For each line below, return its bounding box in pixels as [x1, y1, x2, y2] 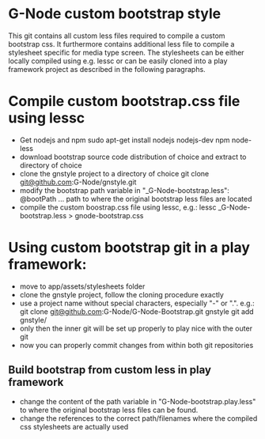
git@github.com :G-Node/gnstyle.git [19, 177, 137, 187]
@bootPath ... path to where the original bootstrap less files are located [19, 194, 252, 203]
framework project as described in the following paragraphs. [8, 64, 206, 74]
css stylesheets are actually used [19, 422, 129, 431]
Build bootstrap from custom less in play [8, 363, 212, 377]
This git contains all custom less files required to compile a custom [8, 31, 225, 40]
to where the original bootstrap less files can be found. [19, 405, 199, 414]
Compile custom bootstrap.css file [8, 93, 240, 111]
